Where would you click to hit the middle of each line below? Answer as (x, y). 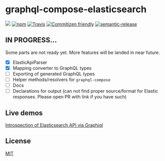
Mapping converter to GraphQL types (52, 68)
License (18, 141)
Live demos (24, 113)
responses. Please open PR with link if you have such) (69, 97)
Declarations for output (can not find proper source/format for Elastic (85, 91)
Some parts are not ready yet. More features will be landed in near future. (82, 52)
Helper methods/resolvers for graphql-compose (62, 79)
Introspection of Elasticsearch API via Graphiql (54, 125)
